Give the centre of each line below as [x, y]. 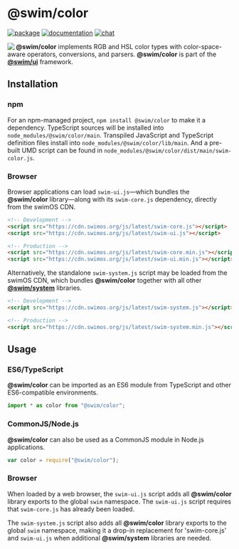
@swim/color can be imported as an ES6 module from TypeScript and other [119, 385]
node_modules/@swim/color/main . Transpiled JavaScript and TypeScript [111, 135]
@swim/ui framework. [40, 61]
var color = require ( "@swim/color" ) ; [63, 460]
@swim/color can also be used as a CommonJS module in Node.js [106, 439]
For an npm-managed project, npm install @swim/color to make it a [107, 120]
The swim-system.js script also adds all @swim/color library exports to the [117, 523]
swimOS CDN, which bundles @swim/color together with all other [105, 281]
